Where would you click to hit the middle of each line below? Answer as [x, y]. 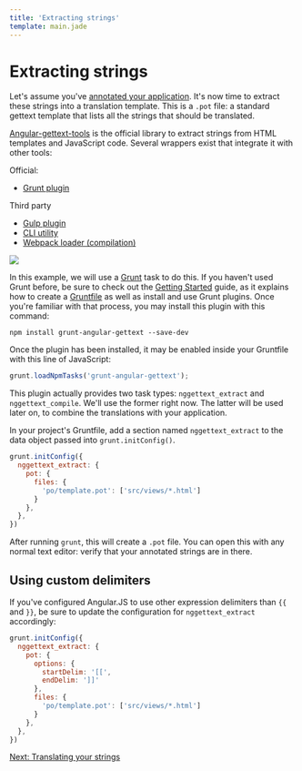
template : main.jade [49, 26]
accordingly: [33, 621]
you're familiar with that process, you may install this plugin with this [137, 307]
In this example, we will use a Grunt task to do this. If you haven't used [141, 278]
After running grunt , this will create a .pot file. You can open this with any [147, 542]
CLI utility [40, 233]
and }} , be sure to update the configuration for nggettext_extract [132, 612]
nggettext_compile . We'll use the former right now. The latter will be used [146, 403]
